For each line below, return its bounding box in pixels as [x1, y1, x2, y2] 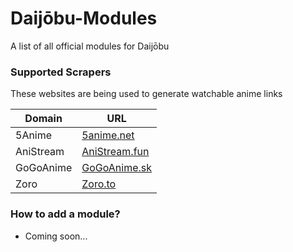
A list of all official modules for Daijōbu [10, 40, 170, 52]
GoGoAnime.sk [81, 161, 152, 175]
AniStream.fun [81, 145, 150, 159]
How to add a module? [10, 207, 121, 221]
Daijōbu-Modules [10, 7, 158, 30]
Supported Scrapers [10, 65, 112, 79]
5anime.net [81, 128, 135, 142]
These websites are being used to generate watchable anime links [10, 88, 283, 100]
